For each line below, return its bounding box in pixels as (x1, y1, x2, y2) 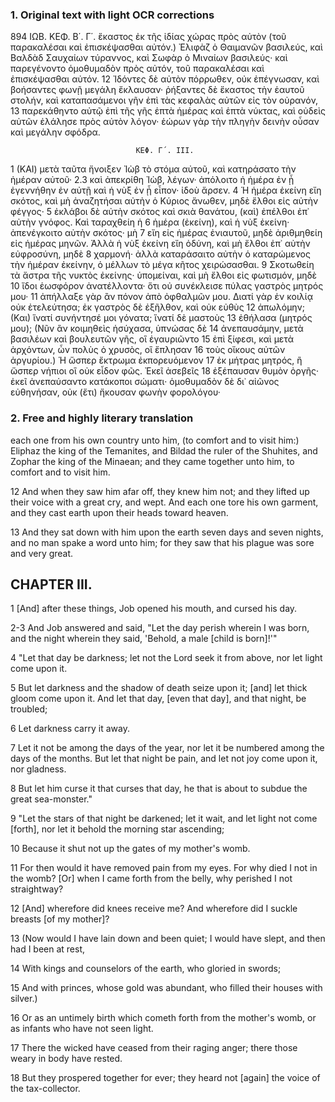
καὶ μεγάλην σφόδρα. (10, 126, 101, 138)
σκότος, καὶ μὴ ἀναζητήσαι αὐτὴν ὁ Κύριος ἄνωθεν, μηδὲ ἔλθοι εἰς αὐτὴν (10, 195, 319, 207)
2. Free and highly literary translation (10, 411, 194, 425)
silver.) (10, 993, 38, 1005)
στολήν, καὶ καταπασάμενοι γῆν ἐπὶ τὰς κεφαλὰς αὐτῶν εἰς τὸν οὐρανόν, (10, 94, 319, 107)
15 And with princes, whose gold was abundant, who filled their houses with (10, 982, 323, 994)
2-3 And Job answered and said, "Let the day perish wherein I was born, (10, 622, 310, 634)
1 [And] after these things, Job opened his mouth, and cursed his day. (10, 603, 298, 615)
